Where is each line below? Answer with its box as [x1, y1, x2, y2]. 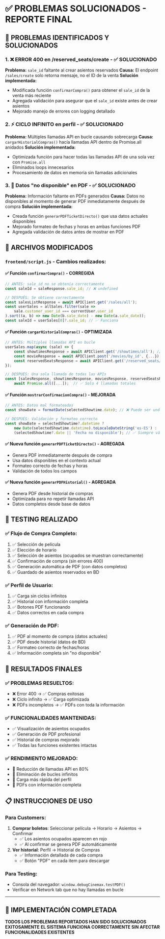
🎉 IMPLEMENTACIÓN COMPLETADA [5, 905, 117, 914]
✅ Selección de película [12, 541, 60, 547]
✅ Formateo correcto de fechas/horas [12, 645, 89, 651]
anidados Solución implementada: [5, 144, 76, 151]
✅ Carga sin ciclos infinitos [12, 593, 67, 599]
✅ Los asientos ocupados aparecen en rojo [19, 836, 107, 842]
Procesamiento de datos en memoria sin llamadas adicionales [12, 170, 137, 176]
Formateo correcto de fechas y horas [12, 463, 88, 469]
